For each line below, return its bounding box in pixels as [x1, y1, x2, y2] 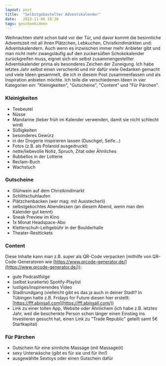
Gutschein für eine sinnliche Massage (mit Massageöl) [12, 345, 124, 351]
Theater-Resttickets [12, 229, 53, 236]
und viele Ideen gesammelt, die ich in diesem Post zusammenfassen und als [5, 72, 161, 77]
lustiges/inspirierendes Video [12, 284, 72, 291]
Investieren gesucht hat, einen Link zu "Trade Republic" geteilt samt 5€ [12, 316, 158, 322]
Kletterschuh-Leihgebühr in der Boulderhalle [12, 224, 104, 230]
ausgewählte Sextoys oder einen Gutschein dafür [12, 356, 113, 362]
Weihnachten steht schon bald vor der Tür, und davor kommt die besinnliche [5, 35, 161, 41]
